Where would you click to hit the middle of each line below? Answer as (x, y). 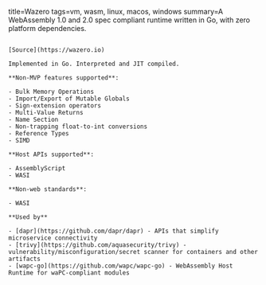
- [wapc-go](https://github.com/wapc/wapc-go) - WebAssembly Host (121, 266)
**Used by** (28, 217)
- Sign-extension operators (55, 106)
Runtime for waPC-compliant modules (69, 273)
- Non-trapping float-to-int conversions (78, 127)
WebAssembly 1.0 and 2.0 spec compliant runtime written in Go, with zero (129, 20)
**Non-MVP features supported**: (64, 78)
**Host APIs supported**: (51, 154)
